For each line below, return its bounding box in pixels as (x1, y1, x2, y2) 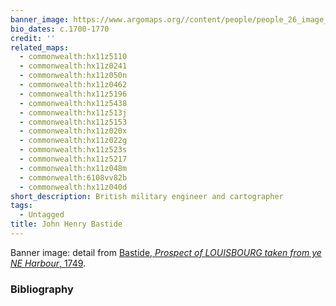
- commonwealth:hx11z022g (19, 136, 128, 146)
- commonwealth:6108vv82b (19, 172, 128, 183)
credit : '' (10, 33, 56, 43)
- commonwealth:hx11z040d (19, 182, 128, 192)
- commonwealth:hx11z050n (19, 71, 128, 81)
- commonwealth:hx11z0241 (19, 61, 128, 71)
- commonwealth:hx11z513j (19, 107, 128, 118)
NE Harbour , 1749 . (10, 257, 87, 269)
